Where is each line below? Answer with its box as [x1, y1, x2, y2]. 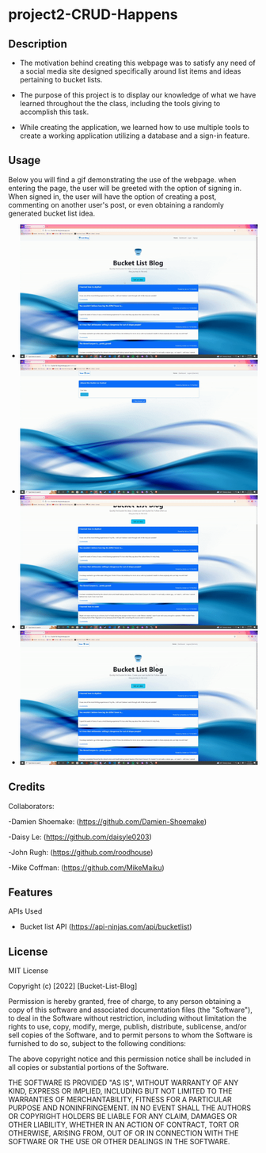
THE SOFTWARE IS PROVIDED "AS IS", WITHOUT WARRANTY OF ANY [8, 1078, 239, 1087]
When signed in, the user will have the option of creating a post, [8, 192, 217, 201]
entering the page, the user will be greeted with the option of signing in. [8, 183, 242, 193]
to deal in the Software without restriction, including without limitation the [8, 1014, 247, 1023]
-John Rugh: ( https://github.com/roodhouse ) [8, 847, 154, 857]
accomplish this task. [19, 107, 89, 116]
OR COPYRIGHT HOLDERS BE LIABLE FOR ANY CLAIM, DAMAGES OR [8, 1112, 237, 1121]
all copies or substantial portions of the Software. [8, 1063, 169, 1072]
